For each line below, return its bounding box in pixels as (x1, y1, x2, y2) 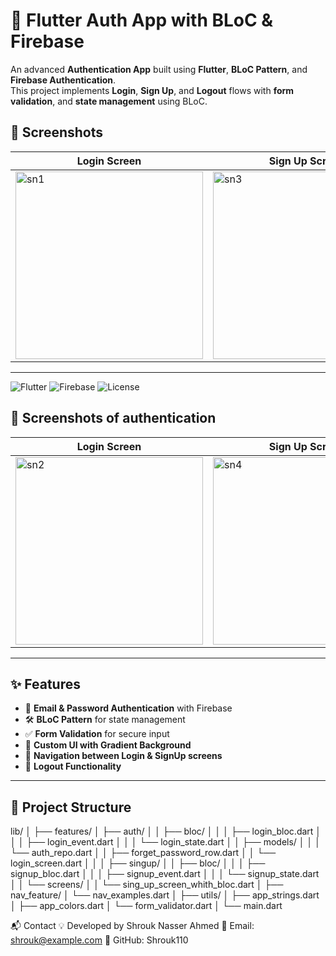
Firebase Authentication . (10, 74, 117, 86)
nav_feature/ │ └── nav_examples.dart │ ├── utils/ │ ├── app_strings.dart (10, 889, 320, 901)
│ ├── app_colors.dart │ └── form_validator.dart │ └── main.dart (10, 900, 283, 912)
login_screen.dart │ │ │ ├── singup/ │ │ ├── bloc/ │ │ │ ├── (10, 857, 266, 869)
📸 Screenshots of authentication (10, 410, 217, 427)
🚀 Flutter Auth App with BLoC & (10, 9, 274, 32)
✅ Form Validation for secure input (24, 728, 170, 740)
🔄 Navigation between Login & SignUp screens (24, 750, 223, 762)
